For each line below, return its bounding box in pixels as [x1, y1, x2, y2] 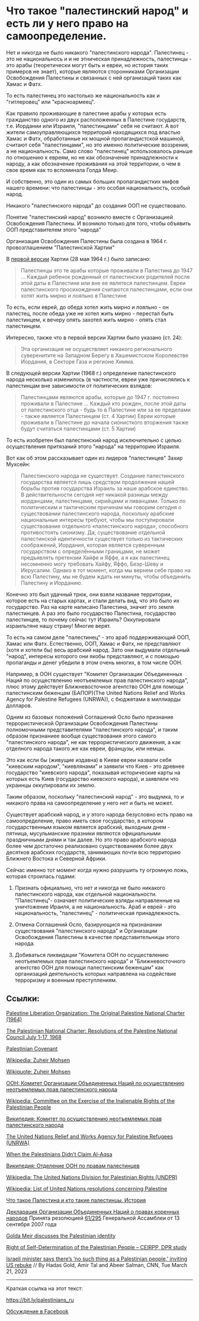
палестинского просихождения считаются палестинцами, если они [20, 286, 192, 293]
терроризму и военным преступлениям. [14, 977, 117, 984]
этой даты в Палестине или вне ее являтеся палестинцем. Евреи [20, 279, 186, 286]
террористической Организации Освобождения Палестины [6, 719, 158, 727]
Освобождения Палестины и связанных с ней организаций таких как [6, 74, 182, 81]
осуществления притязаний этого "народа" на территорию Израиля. [6, 443, 181, 450]
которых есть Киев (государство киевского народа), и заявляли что [6, 775, 179, 782]
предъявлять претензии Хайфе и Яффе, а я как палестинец [20, 554, 170, 561]
